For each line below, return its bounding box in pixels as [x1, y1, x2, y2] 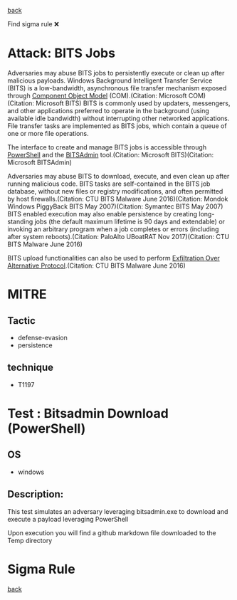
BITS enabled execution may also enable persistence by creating [7, 209, 198, 218]
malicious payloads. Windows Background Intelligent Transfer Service [7, 76, 213, 85]
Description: [7, 488, 64, 500]
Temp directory [7, 536, 53, 544]
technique [7, 362, 54, 374]
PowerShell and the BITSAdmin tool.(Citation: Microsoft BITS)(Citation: [7, 150, 214, 159]
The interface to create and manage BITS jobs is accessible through [7, 142, 207, 152]
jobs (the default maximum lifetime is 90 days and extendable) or [34, 217, 226, 226]
